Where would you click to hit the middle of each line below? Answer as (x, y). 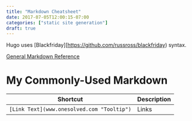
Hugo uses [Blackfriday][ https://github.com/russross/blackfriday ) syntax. (96, 45)
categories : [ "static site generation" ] (57, 23)
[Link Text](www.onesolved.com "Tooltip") (70, 109)
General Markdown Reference (43, 56)
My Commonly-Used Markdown (87, 80)
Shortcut (70, 100)
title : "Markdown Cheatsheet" (44, 12)
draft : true (21, 28)
